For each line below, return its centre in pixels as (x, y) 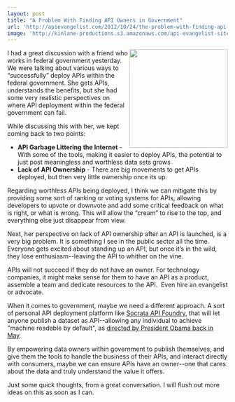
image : (17, 33)
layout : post (26, 14)
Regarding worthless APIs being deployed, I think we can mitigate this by (112, 190)
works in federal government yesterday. (65, 61)
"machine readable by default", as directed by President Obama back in (111, 328)
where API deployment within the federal (66, 105)
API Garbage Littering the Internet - (70, 147)
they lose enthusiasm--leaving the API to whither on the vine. (95, 256)
